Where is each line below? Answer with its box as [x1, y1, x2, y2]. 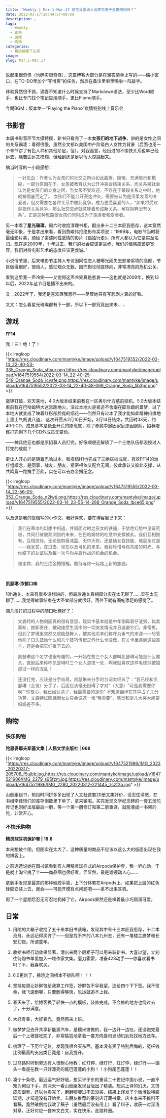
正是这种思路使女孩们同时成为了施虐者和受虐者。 [28, 212, 128, 218]
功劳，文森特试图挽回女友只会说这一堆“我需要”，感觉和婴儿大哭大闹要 [17, 695, 160, 701]
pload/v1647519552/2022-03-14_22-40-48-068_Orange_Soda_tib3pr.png [5, 382, 156, 388]
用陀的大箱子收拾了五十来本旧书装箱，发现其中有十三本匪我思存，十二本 [12, 926, 160, 932]
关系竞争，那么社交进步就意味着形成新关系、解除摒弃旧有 [31, 206, 147, 212]
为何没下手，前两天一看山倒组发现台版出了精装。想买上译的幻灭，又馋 [17, 1082, 160, 1088]
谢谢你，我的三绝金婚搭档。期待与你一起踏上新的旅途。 [17, 560, 130, 566]
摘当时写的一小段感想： [5, 164, 53, 171]
